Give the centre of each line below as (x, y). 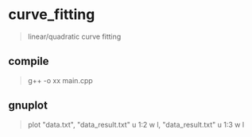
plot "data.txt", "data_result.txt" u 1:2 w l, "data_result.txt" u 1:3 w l (136, 124)
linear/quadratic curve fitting (74, 36)
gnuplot (28, 106)
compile (29, 61)
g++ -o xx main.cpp (60, 80)
